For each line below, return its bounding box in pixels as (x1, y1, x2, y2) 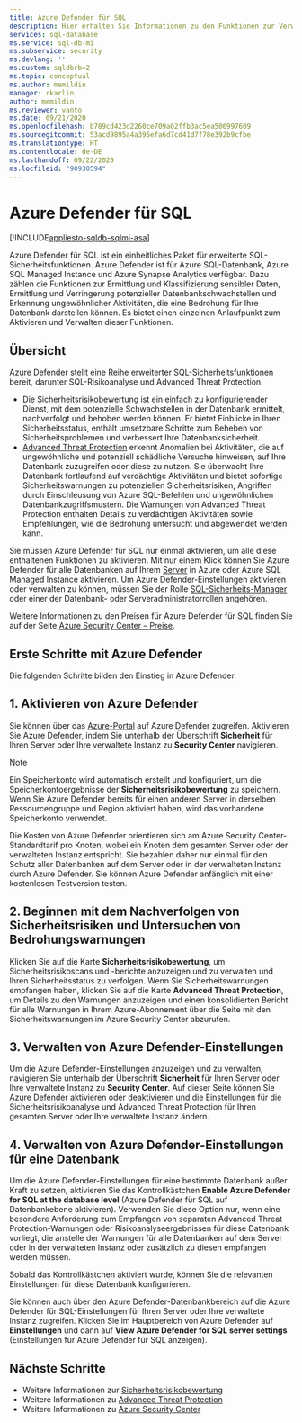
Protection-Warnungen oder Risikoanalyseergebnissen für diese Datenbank (9, 1223, 289, 1234)
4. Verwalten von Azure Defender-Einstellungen (9, 1137, 285, 1153)
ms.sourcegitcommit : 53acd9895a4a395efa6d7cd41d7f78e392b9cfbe (9, 131, 252, 140)
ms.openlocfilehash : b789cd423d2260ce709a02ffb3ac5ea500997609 (9, 122, 252, 131)
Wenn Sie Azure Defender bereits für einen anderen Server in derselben (9, 793, 276, 804)
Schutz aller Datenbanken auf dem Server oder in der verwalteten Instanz (9, 858, 282, 869)
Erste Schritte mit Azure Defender (9, 646, 203, 662)
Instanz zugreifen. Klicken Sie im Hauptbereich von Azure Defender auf (9, 1316, 274, 1327)
